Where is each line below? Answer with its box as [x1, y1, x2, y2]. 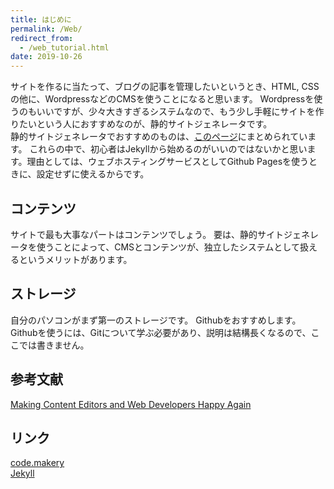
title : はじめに [10, 14, 72, 25]
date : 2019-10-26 [10, 52, 83, 62]
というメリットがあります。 [18, 253, 133, 265]
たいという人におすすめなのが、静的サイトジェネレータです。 [18, 118, 268, 130]
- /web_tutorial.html [19, 42, 110, 53]
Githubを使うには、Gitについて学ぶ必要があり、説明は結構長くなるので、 [10, 326, 312, 338]
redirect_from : [10, 33, 74, 43]
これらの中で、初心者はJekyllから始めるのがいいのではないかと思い [29, 143, 308, 155]
